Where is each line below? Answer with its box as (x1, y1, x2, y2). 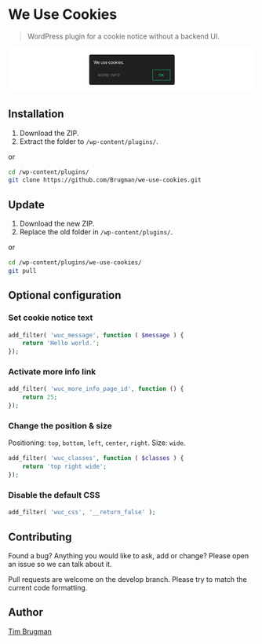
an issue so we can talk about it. (8, 560, 112, 569)
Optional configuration (8, 289, 122, 302)
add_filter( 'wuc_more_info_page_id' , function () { (8, 385, 184, 393)
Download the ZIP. (19, 128, 80, 138)
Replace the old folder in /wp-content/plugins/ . (19, 227, 173, 237)
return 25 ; (22, 393, 58, 402)
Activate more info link (8, 366, 96, 377)
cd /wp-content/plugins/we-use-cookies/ (8, 259, 143, 267)
